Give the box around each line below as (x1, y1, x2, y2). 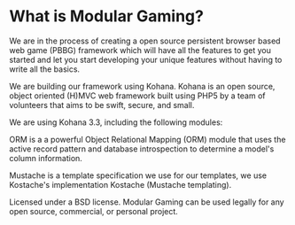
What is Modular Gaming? (9, 6, 204, 27)
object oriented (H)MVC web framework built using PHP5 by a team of (9, 90, 266, 101)
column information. (9, 152, 82, 163)
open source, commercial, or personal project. (9, 206, 179, 216)
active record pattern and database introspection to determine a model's (9, 144, 275, 154)
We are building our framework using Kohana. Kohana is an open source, (9, 81, 276, 91)
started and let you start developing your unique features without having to (9, 54, 283, 65)
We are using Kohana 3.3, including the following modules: (9, 117, 223, 128)
